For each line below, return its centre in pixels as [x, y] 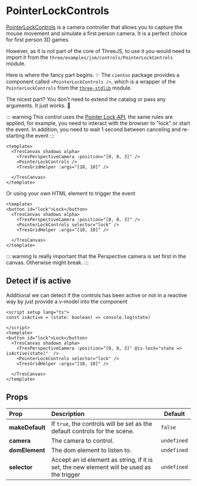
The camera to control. [83, 441]
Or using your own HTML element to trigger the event [71, 193]
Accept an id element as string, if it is [102, 460]
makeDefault [27, 427]
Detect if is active [39, 281]
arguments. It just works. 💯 [38, 105]
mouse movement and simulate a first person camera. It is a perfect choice [97, 33]
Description [68, 414]
